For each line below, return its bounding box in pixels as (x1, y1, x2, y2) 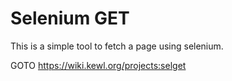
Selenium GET (10, 7, 130, 30)
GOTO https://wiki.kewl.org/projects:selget (10, 59, 187, 71)
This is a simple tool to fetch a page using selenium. (10, 40, 224, 52)
